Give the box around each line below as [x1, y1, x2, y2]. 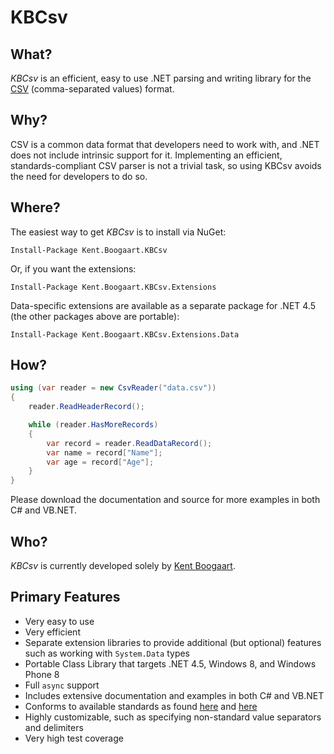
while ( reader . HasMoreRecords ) [28, 420, 159, 430]
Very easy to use [24, 615, 95, 627]
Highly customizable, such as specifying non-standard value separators [24, 711, 322, 723]
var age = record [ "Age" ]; [46, 457, 155, 467]
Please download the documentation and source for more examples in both [10, 494, 321, 506]
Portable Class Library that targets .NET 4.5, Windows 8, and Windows [24, 657, 317, 670]
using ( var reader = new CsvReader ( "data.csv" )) [10, 383, 217, 393]
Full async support [24, 679, 100, 691]
